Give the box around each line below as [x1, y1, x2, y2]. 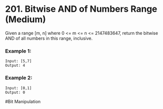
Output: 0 [5, 90, 26, 95]
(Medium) [5, 14, 46, 25]
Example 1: [5, 48, 32, 54]
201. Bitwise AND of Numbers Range [5, 3, 158, 15]
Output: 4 [5, 63, 26, 68]
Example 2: [5, 75, 33, 82]
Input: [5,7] [5, 59, 32, 64]
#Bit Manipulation [5, 98, 41, 104]
